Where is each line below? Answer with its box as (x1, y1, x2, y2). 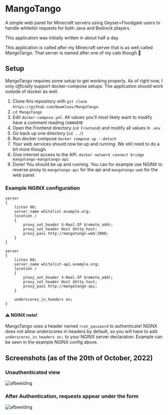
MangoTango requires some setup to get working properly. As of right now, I (5, 77, 163, 83)
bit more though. (12, 146, 47, 152)
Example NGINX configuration (5, 184, 80, 191)
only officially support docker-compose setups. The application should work (5, 83, 163, 89)
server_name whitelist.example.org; (14, 209, 91, 214)
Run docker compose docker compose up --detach (12, 135, 117, 141)
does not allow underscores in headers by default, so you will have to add (5, 329, 158, 335)
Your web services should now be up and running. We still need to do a (12, 141, 160, 147)
